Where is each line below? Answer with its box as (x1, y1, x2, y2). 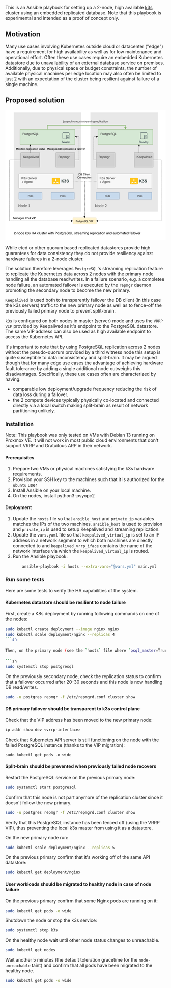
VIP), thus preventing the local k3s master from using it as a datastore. (5, 825, 153, 831)
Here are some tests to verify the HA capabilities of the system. (5, 587, 138, 594)
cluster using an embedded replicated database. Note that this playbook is (5, 10, 162, 16)
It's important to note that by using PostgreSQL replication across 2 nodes (5, 344, 161, 350)
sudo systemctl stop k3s (5, 928, 58, 933)
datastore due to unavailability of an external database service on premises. (5, 60, 164, 66)
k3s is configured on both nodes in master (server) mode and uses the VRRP (5, 318, 163, 324)
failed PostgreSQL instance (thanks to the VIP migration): (5, 742, 125, 748)
